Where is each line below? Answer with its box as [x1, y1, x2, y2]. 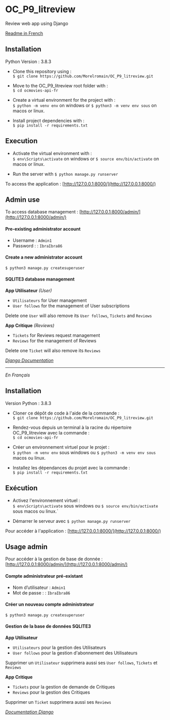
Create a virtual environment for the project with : [12, 97, 115, 103]
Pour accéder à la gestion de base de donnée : [5, 556, 103, 562]
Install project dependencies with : [12, 117, 84, 123]
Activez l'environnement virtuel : [12, 497, 80, 504]
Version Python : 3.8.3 [5, 400, 52, 406]
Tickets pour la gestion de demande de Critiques [12, 684, 115, 690]
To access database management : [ [5, 209, 81, 215]
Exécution [5, 484, 38, 492]
